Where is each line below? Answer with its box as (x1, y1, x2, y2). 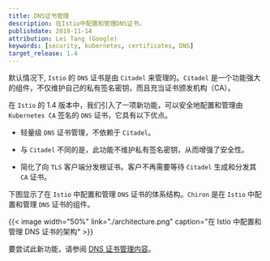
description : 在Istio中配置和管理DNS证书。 (8, 19, 146, 28)
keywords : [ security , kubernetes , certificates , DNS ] (8, 42, 195, 50)
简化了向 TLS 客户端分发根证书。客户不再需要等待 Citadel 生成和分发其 (19, 162, 257, 171)
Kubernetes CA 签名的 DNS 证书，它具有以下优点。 (8, 110, 173, 120)
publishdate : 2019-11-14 (8, 27, 92, 35)
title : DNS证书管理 (8, 11, 70, 20)
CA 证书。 (19, 172, 52, 182)
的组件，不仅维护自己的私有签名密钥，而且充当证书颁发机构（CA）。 (8, 83, 235, 92)
